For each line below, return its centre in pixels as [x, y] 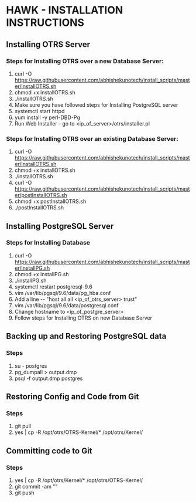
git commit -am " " [36, 486]
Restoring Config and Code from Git [73, 396]
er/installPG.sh [32, 268]
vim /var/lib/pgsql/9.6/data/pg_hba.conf [63, 293]
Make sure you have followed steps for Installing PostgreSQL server [96, 105]
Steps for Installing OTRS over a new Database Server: [85, 61]
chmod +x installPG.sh [42, 274]
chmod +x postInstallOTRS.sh [50, 201]
